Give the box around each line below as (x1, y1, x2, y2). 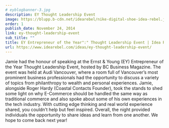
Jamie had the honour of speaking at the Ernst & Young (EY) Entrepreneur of (5, 58, 164, 64)
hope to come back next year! (5, 117, 67, 123)
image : (5, 17, 19, 22)
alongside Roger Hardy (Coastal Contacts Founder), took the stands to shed (5, 85, 162, 91)
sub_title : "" (5, 36, 35, 41)
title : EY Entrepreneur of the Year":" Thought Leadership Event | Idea (5, 40, 161, 45)
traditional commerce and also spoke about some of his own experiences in (5, 96, 162, 102)
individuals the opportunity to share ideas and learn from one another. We (5, 111, 158, 118)
